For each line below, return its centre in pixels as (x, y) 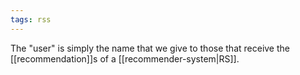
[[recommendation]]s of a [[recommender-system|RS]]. (125, 58)
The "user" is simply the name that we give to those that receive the (150, 48)
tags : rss (31, 19)
